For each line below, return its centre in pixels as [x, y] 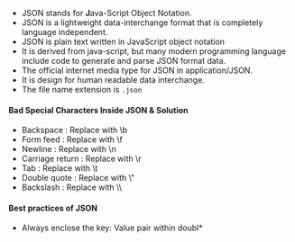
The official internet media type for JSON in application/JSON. [137, 70]
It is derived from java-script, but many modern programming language [153, 51]
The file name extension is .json [82, 90]
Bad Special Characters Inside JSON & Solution [98, 110]
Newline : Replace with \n [69, 149]
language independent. [65, 32]
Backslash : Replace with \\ [72, 187]
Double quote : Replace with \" [78, 178]
